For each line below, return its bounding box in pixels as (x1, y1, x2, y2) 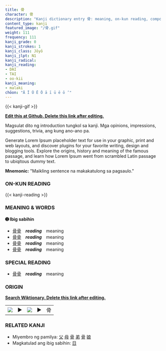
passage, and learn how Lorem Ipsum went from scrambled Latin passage (5, 153, 156, 159)
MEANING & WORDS (5, 204, 55, 211)
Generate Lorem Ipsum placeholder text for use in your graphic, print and (5, 137, 154, 143)
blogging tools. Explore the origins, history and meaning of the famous (5, 148, 149, 154)
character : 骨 (5, 12, 34, 17)
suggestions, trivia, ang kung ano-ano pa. (5, 128, 90, 134)
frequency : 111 (5, 35, 37, 40)
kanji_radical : (5, 58, 37, 63)
